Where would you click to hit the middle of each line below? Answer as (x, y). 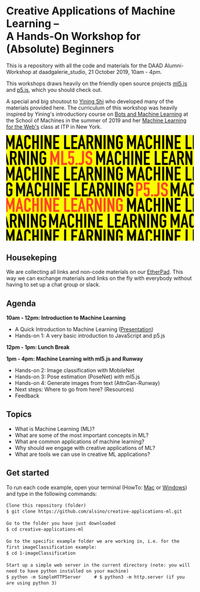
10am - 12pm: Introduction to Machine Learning (66, 318)
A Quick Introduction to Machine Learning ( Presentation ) (84, 329)
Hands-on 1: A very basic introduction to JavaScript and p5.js (90, 336)
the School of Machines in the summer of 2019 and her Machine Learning (96, 120)
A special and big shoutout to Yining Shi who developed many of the (90, 101)
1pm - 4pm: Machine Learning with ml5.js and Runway (75, 359)
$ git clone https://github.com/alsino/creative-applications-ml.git (94, 511)
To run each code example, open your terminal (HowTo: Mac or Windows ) (97, 487)
